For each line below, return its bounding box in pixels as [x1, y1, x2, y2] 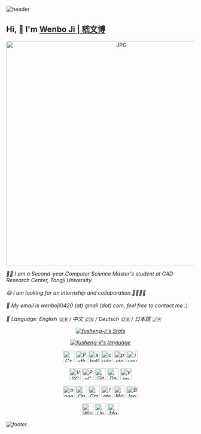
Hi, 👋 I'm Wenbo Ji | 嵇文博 [6, 25, 106, 35]
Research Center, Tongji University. [6, 276, 93, 283]
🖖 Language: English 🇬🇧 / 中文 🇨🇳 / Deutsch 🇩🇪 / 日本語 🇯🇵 [6, 315, 162, 322]
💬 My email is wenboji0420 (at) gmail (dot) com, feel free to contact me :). [6, 302, 190, 309]
